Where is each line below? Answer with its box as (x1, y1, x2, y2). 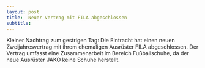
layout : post (6, 8, 40, 15)
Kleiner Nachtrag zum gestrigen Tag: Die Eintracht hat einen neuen (6, 37, 176, 44)
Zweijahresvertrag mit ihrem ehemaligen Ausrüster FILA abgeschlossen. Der (6, 43, 199, 50)
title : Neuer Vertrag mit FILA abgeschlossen (6, 15, 127, 21)
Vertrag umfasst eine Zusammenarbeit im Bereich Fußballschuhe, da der (6, 50, 190, 57)
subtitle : (6, 20, 32, 26)
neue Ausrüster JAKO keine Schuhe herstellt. (6, 56, 121, 64)
